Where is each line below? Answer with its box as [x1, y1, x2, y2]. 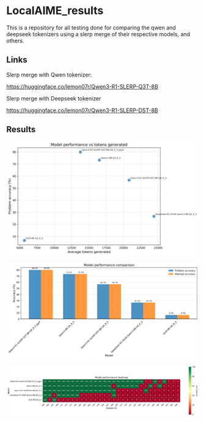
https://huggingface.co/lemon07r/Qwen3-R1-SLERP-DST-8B [6, 107, 158, 114]
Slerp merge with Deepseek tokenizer [6, 94, 101, 102]
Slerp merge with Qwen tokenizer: [6, 71, 92, 78]
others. [6, 37, 24, 44]
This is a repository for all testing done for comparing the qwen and [6, 24, 176, 31]
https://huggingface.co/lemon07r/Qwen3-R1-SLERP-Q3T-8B [6, 83, 159, 90]
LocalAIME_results [6, 4, 104, 18]
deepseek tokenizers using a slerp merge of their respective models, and [6, 30, 191, 37]
